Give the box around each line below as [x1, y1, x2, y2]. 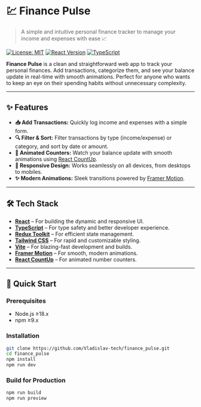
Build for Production [6, 376, 66, 384]
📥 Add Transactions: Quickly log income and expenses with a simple [14, 119, 187, 126]
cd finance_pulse [6, 351, 50, 357]
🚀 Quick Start [6, 279, 57, 289]
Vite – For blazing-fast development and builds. [14, 243, 133, 250]
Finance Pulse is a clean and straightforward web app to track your [6, 60, 172, 67]
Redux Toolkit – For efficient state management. [14, 230, 135, 237]
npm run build [6, 390, 42, 396]
